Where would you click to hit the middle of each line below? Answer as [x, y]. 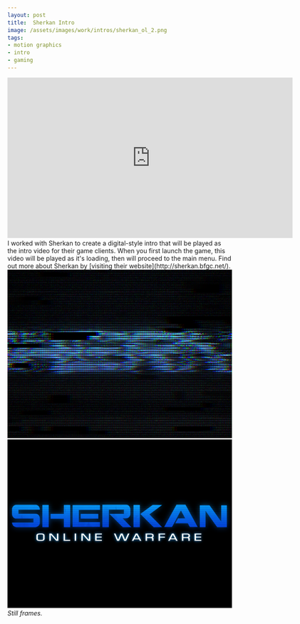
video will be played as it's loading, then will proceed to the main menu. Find [119, 258]
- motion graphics [35, 45]
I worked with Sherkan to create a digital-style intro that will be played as [114, 243]
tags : [15, 38]
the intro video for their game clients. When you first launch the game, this [117, 250]
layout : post [27, 15]
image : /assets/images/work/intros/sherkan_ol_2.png [87, 30]
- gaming [20, 61]
